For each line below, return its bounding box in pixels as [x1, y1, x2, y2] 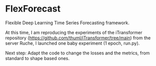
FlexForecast [5, 3, 61, 15]
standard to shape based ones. [5, 55, 70, 61]
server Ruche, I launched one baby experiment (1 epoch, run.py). [5, 40, 140, 46]
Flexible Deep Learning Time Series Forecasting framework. [5, 20, 130, 26]
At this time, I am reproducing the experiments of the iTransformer [5, 29, 142, 35]
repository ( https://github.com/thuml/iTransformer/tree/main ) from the [5, 35, 151, 41]
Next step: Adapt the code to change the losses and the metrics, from [5, 50, 150, 56]
